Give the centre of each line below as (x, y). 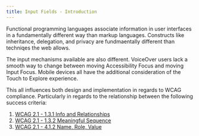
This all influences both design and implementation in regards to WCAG (94, 89)
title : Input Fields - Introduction (52, 12)
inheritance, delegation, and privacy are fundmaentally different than (90, 41)
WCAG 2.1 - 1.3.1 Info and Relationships (62, 114)
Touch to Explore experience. (42, 78)
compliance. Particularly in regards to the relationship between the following (100, 96)
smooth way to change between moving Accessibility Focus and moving (95, 66)
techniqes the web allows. (38, 48)
